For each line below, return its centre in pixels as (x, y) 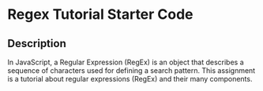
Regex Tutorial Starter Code (101, 15)
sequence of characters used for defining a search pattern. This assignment (131, 71)
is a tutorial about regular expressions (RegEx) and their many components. (130, 79)
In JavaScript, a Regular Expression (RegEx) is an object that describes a (126, 62)
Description (37, 44)
